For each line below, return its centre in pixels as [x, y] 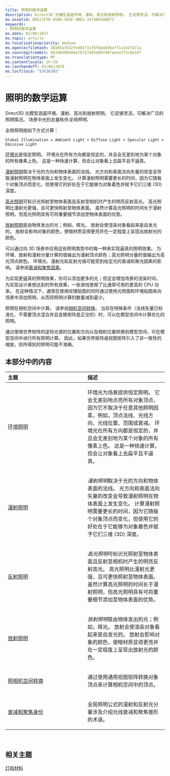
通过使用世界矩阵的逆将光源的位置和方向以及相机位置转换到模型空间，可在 [83, 331]
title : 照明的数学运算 [27, 10]
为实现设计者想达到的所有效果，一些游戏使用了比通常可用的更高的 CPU [79, 285]
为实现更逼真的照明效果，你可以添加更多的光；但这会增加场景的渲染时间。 [83, 278]
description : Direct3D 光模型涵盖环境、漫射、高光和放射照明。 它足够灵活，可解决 [84, 15]
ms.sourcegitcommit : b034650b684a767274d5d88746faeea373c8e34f [73, 52]
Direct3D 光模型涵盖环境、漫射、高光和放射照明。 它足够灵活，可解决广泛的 [84, 113]
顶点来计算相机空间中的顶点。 [123, 685]
